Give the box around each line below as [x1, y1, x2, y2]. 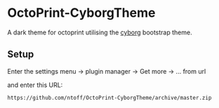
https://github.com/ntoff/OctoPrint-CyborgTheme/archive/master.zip [7, 94, 212, 101]
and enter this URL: [7, 81, 63, 89]
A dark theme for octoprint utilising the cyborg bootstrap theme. [7, 28, 192, 36]
